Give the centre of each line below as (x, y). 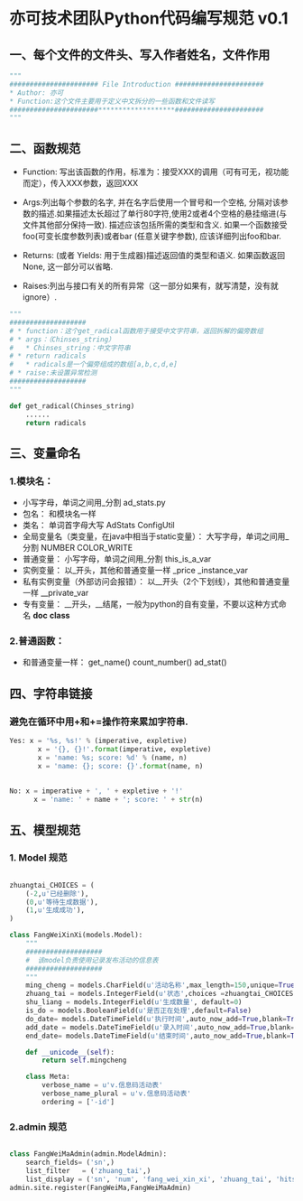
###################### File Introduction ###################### (137, 84)
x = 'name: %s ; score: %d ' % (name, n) (112, 758)
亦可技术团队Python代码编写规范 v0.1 (149, 19)
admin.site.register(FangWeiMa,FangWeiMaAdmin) (101, 1187)
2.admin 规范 (38, 1127)
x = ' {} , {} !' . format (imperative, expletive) (124, 749)
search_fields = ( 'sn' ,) (70, 1162)
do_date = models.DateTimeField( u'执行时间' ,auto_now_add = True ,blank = (156, 1019)
